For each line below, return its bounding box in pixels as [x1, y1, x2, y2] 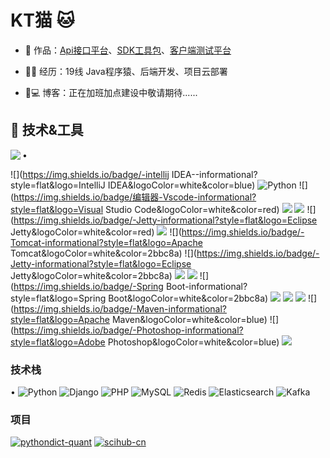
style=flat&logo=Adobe [10, 336, 106, 348]
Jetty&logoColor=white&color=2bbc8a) [10, 269, 173, 281]
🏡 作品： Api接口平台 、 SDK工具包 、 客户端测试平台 [24, 44, 232, 56]
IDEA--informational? [171, 168, 258, 180]
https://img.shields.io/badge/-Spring [13, 280, 164, 292]
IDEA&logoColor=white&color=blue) [107, 179, 256, 191]
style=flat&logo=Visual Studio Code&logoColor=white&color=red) [10, 203, 280, 215]
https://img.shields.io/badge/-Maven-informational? [13, 302, 227, 315]
